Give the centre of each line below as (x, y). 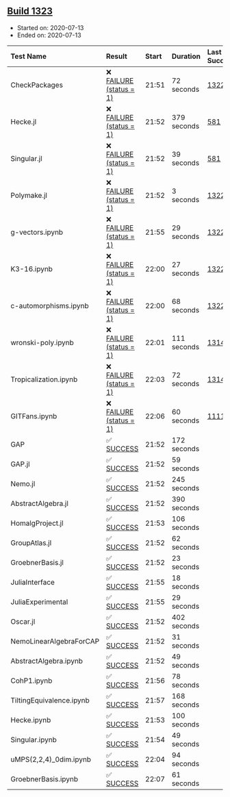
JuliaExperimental (39, 602)
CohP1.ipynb (31, 681)
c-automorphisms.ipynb (50, 305)
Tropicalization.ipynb (44, 379)
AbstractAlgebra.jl (39, 503)
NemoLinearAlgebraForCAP (55, 641)
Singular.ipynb (34, 739)
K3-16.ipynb (32, 268)
